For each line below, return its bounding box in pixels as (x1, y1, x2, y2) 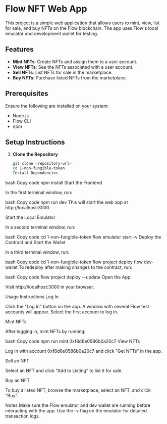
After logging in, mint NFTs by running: (5, 328, 86, 334)
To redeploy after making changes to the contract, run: (18, 264, 133, 270)
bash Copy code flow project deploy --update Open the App (5, 274, 131, 280)
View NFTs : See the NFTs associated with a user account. (12, 64, 134, 70)
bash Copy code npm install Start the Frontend (5, 180, 102, 185)
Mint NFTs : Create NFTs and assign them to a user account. (12, 59, 138, 65)
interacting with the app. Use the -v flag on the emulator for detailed (5, 408, 147, 413)
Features (5, 45, 34, 54)
